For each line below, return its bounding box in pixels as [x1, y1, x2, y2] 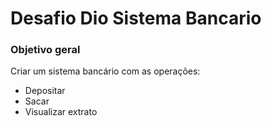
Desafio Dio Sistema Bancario [10, 7, 262, 30]
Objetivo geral [10, 43, 81, 57]
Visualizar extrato [24, 106, 98, 118]
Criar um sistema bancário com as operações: [10, 65, 201, 77]
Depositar [24, 85, 66, 97]
